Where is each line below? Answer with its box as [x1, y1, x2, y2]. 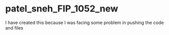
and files [5, 24, 24, 30]
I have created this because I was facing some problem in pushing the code [5, 19, 164, 25]
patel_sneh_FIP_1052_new [5, 3, 119, 14]
